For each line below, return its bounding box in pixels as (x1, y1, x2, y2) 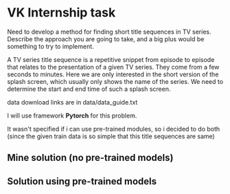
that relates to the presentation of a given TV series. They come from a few (7, 63, 220, 71)
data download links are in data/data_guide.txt (7, 98, 138, 106)
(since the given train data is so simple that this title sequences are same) (7, 132, 215, 140)
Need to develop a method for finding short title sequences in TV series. (7, 28, 211, 36)
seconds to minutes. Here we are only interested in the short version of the (7, 70, 219, 78)
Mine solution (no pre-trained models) (7, 152, 174, 164)
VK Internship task (7, 5, 116, 21)
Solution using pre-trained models (7, 175, 157, 187)
